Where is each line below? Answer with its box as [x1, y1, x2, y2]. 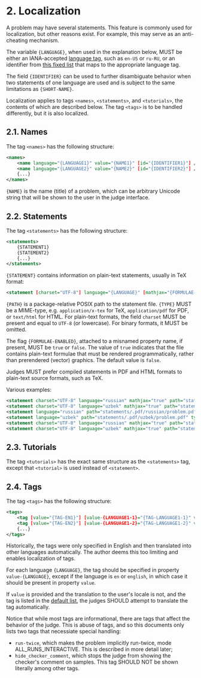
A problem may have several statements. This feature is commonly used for [6, 24, 193, 31]
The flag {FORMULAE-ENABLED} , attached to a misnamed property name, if [6, 338, 183, 345]
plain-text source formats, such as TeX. [6, 375, 103, 382]
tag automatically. [6, 603, 50, 611]
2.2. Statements [6, 211, 68, 221]
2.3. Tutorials [6, 442, 57, 452]
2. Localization [6, 4, 81, 18]
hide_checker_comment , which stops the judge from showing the [14, 652, 171, 659]
